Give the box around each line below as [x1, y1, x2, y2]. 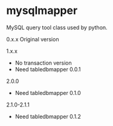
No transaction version [15, 59, 72, 66]
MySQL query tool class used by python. [6, 24, 108, 31]
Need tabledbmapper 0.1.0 [15, 89, 82, 96]
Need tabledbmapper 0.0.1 [15, 65, 81, 73]
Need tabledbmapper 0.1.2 [15, 113, 82, 120]
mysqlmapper [6, 4, 78, 18]
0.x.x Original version [6, 35, 59, 43]
